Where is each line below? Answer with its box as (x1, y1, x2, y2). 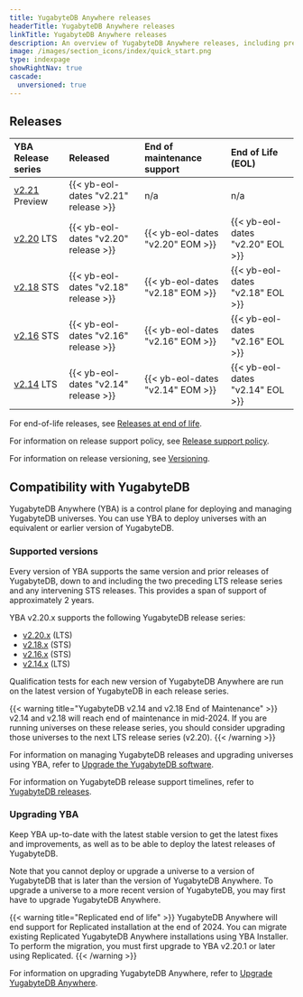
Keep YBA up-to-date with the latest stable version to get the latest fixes (9, 828, 279, 840)
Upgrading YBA (9, 808, 79, 821)
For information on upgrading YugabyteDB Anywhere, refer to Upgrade (9, 967, 273, 978)
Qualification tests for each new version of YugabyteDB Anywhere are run (9, 676, 284, 686)
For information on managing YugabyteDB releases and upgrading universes (9, 749, 294, 759)
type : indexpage (9, 55, 70, 64)
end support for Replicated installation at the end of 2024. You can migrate (9, 921, 287, 932)
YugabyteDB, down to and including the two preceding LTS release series (9, 575, 283, 586)
